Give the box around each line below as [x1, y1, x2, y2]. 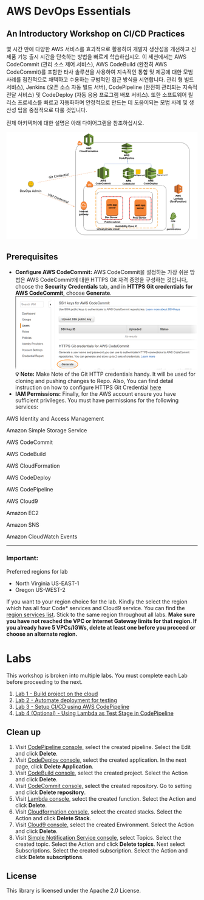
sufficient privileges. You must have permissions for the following [15, 397, 179, 404]
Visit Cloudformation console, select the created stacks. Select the [15, 808, 182, 815]
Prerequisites [6, 251, 58, 262]
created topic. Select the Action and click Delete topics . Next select [15, 840, 185, 848]
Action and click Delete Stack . [15, 814, 92, 821]
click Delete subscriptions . [15, 853, 84, 860]
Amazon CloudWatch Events [6, 533, 78, 540]
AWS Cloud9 [6, 497, 38, 505]
